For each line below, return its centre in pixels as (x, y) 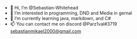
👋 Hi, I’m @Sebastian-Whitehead (44, 8)
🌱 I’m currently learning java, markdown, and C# (60, 18)
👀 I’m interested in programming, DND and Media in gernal (71, 13)
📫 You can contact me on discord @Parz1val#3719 (63, 24)
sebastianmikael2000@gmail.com (45, 31)
